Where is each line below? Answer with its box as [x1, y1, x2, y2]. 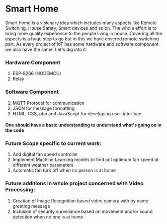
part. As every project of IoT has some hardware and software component [5, 41, 159, 47]
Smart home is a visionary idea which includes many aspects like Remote [5, 20, 157, 26]
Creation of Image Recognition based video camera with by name [12, 197, 148, 204]
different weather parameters [12, 162, 74, 168]
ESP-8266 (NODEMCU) [12, 70, 61, 77]
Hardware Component [5, 59, 61, 66]
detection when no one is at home [12, 213, 83, 219]
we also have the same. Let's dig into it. [5, 46, 87, 52]
